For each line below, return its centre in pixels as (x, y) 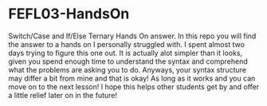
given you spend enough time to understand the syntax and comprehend (128, 61)
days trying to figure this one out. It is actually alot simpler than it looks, (126, 53)
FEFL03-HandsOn (69, 14)
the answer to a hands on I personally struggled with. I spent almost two (127, 44)
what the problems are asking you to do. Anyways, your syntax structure (128, 69)
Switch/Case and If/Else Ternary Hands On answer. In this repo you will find (132, 36)
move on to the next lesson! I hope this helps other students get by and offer (134, 86)
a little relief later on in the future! (63, 95)
